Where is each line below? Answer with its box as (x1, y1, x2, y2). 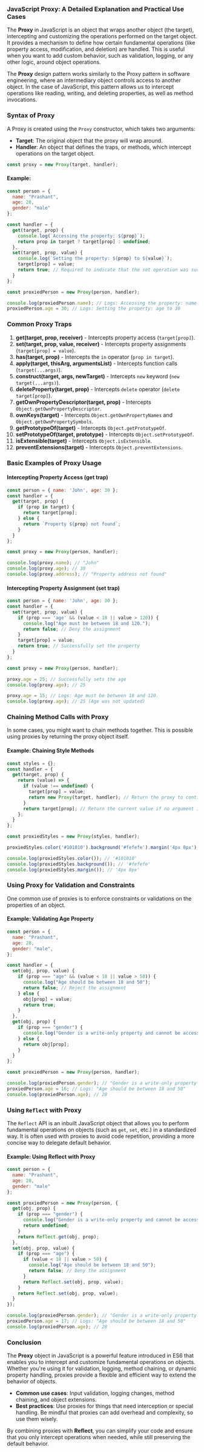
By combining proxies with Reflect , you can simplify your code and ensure (7, 1427, 193, 1434)
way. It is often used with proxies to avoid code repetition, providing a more (7, 1132, 194, 1140)
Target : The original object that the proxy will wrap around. (15, 137, 163, 144)
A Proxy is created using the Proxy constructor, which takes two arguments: (7, 125, 196, 132)
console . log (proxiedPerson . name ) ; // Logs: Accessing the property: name (7, 300, 197, 306)
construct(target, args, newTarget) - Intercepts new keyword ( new (15, 372, 180, 380)
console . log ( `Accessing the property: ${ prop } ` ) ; (18, 233, 146, 239)
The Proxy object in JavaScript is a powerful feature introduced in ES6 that (7, 1352, 194, 1359)
